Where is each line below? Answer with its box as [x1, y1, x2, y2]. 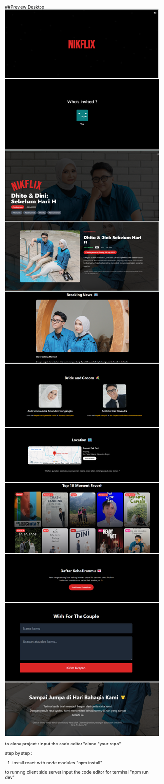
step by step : [5, 750, 33, 756]
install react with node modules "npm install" [12, 760, 102, 765]
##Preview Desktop [5, 4, 45, 10]
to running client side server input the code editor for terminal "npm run [5, 769, 149, 775]
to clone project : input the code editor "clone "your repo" [5, 741, 121, 747]
